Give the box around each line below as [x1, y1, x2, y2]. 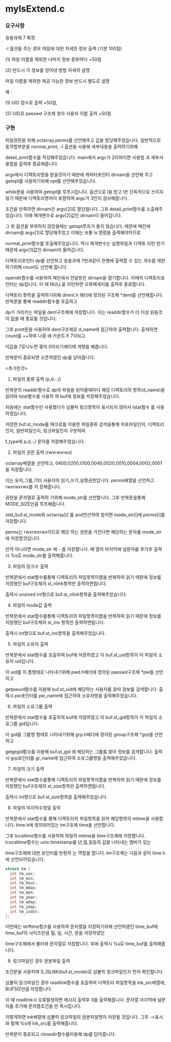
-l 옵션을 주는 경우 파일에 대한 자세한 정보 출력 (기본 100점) [5, 45, 122, 51]
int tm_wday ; [10, 899, 38, 904]
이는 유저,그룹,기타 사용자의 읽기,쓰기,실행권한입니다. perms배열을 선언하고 [5, 477, 155, 483]
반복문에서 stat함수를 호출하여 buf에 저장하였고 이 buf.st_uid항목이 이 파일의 [5, 652, 157, 658]
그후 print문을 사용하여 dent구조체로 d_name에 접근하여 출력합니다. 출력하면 [5, 326, 158, 332]
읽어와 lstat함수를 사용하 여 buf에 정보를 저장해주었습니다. [5, 393, 121, 399]
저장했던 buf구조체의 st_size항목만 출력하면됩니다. [5, 783, 106, 789]
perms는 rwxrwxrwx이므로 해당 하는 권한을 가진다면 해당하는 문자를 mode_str [5, 528, 162, 535]
